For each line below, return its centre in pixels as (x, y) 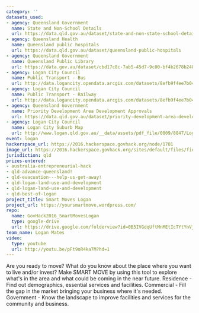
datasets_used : (25, 17)
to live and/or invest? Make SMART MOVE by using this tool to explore (92, 272)
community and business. (38, 304)
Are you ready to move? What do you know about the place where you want (99, 266)
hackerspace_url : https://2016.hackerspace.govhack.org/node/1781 (90, 144)
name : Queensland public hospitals (55, 45)
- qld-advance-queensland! (39, 172)
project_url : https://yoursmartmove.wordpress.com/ (71, 205)
